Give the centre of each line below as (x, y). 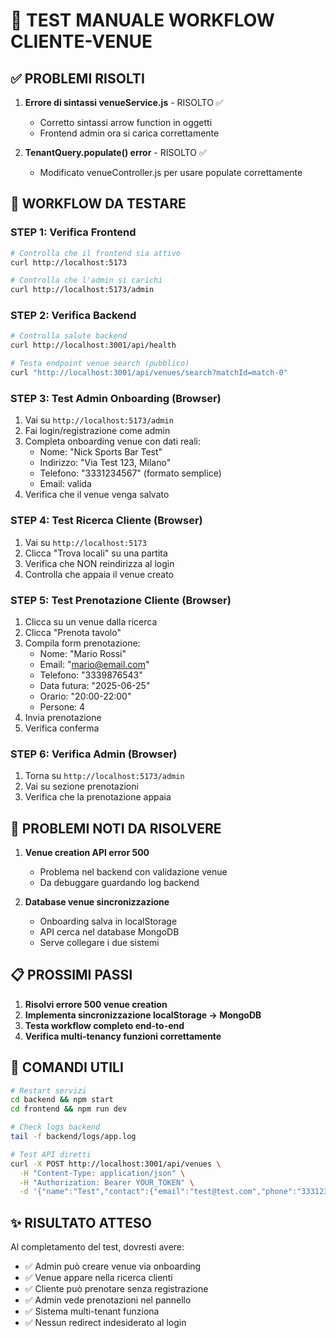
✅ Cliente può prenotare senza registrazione (116, 1289)
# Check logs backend (55, 1127)
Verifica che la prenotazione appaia (98, 797)
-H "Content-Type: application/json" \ (102, 1173)
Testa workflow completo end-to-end (104, 1025)
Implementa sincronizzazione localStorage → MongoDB (143, 1015)
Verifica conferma (62, 728)
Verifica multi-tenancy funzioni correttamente (123, 1036)
